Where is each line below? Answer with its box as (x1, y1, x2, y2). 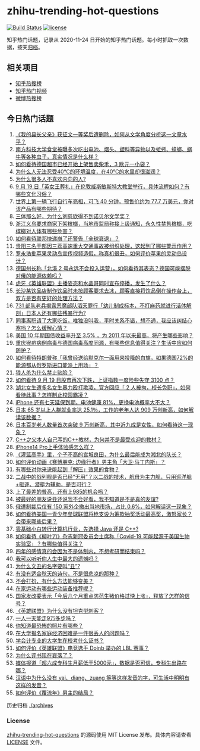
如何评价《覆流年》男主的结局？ (15, 689, 94, 696)
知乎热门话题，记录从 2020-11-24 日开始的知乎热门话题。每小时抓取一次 (7, 36, 183, 43)
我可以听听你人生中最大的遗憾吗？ (15, 555, 99, 562)
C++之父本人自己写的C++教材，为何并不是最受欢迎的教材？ (15, 436, 162, 443)
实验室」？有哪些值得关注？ (15, 540, 84, 547)
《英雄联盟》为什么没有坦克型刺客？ (15, 607, 104, 614)
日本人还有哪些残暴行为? (26, 309, 86, 316)
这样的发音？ (15, 681, 47, 688)
